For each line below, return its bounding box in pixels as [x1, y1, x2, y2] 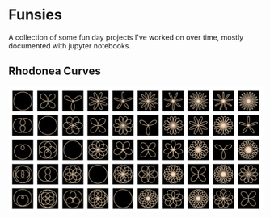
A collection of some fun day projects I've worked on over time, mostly [8, 32, 244, 42]
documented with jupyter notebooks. [8, 40, 132, 50]
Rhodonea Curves [8, 65, 101, 78]
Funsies [8, 6, 62, 24]
